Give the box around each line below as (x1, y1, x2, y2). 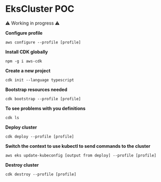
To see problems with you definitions (5, 105, 86, 111)
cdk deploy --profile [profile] (5, 134, 74, 139)
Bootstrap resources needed (5, 86, 67, 93)
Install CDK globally (5, 49, 49, 55)
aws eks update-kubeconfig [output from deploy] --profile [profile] (5, 153, 157, 158)
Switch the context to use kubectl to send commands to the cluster (5, 143, 151, 149)
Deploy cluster (5, 124, 37, 130)
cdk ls (5, 115, 19, 120)
